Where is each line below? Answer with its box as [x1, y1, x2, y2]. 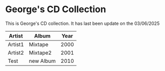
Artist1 [8, 41, 24, 48]
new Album [28, 57, 56, 64]
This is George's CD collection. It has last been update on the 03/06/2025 [5, 20, 160, 26]
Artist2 [8, 49, 24, 56]
